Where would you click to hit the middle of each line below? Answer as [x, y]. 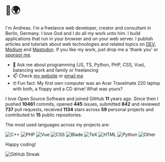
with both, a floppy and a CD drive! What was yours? [68, 89]
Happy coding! [21, 144]
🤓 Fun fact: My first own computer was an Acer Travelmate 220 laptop [86, 83]
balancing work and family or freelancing [56, 70]
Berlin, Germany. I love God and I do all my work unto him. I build [73, 33]
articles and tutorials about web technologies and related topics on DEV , [81, 44]
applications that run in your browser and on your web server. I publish [79, 39]
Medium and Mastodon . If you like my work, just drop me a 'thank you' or [82, 49]
